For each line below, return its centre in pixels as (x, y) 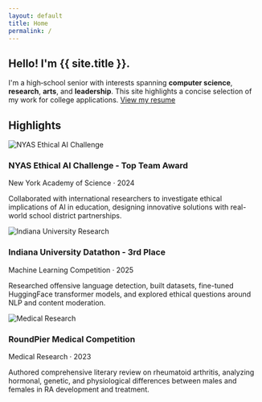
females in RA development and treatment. (79, 389)
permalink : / (30, 31)
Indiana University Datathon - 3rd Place (87, 252)
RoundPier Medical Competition (72, 339)
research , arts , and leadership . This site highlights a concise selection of (130, 91)
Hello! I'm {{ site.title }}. (69, 63)
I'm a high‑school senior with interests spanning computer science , (121, 83)
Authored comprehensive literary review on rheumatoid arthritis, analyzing (131, 372)
